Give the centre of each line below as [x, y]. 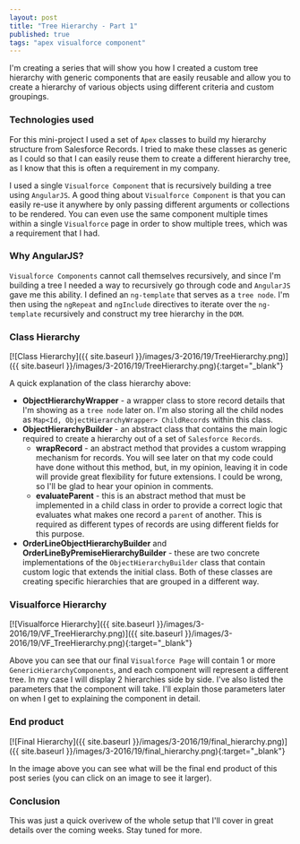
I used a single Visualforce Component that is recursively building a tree [140, 185]
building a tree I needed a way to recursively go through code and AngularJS [150, 285]
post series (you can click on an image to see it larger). [111, 778]
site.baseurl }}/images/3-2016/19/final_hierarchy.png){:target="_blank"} [153, 751]
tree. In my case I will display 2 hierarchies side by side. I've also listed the [146, 680]
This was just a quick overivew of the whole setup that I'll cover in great [141, 821]
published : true [39, 34]
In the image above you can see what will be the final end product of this [143, 768]
